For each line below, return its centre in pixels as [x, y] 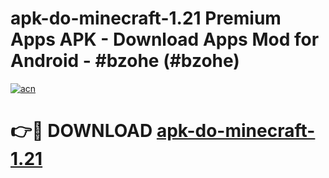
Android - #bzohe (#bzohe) [125, 61]
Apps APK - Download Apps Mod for [165, 39]
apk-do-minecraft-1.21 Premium [146, 18]
